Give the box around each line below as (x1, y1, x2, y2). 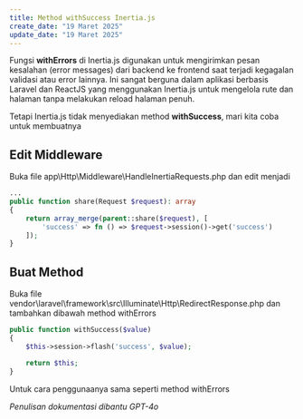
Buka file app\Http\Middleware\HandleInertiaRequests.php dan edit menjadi (9, 171, 291, 182)
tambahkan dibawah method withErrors (9, 307, 156, 318)
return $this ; (25, 358, 79, 367)
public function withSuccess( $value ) (9, 326, 152, 335)
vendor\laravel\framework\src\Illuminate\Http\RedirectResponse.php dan (9, 298, 280, 309)
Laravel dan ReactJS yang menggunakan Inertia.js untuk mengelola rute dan (9, 83, 294, 95)
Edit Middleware (9, 147, 103, 162)
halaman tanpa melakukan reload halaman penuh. (9, 93, 195, 104)
